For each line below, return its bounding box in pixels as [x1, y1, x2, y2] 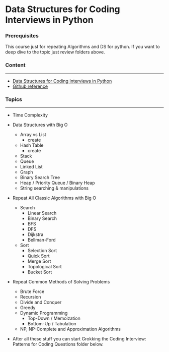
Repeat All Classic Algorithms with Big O [12, 195, 97, 201]
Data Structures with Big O [12, 122, 68, 128]
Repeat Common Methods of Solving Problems [12, 279, 110, 285]
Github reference [12, 83, 48, 89]
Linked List [20, 164, 43, 170]
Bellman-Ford [27, 237, 56, 243]
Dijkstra [27, 231, 44, 238]
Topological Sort [27, 264, 62, 270]
